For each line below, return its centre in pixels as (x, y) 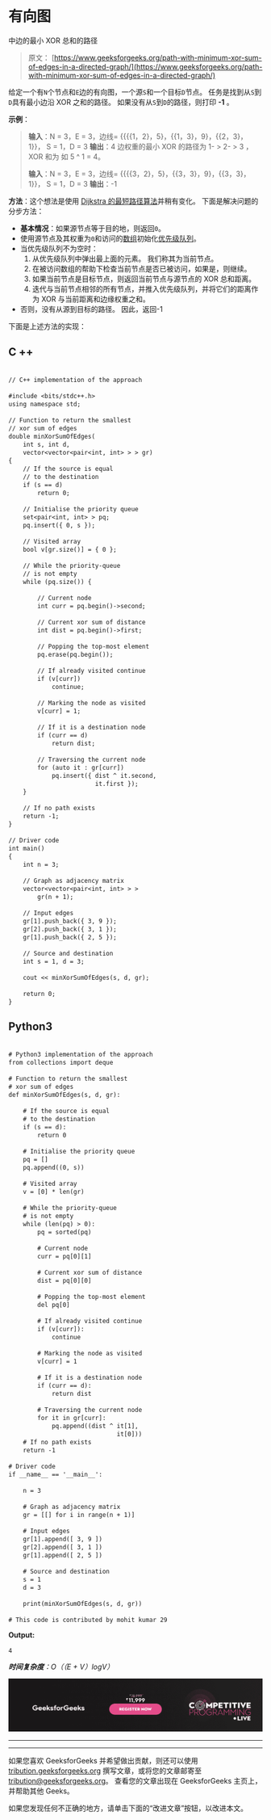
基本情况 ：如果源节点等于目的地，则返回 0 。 (92, 228)
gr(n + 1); (56, 897)
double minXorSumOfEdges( (52, 436)
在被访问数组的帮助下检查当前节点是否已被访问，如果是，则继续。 (142, 268)
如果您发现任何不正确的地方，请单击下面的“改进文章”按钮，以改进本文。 (128, 1808)
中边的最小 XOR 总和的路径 (53, 40)
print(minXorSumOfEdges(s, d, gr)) (83, 1604)
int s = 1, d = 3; (54, 961)
